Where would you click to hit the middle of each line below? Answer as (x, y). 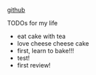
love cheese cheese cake (53, 43)
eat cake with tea (41, 36)
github (16, 10)
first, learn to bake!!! (45, 51)
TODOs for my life (33, 23)
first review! (34, 65)
